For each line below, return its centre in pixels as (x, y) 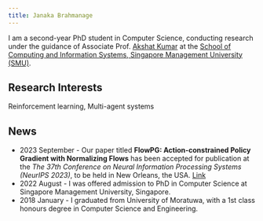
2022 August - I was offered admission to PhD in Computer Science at (133, 184)
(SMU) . (20, 63)
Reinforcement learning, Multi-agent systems (81, 106)
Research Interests (55, 88)
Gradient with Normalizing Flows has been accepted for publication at (134, 159)
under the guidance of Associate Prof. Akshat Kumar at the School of (120, 46)
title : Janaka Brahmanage (50, 15)
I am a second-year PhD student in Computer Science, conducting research (131, 38)
